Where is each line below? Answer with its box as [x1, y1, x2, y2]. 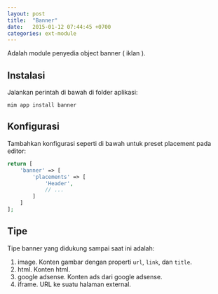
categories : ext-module [7, 29, 77, 37]
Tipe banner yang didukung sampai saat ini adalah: [7, 243, 155, 253]
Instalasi [7, 69, 46, 81]
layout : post [7, 10, 46, 18]
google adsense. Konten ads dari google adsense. [17, 272, 163, 281]
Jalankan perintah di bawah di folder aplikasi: [7, 88, 138, 97]
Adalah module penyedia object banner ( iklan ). [7, 49, 146, 58]
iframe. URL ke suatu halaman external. [17, 280, 132, 288]
